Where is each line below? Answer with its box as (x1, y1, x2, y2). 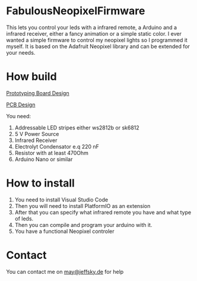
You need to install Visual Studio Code (14, 196, 109, 203)
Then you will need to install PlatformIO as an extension (14, 202, 151, 209)
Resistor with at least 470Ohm (14, 149, 89, 156)
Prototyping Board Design (6, 89, 69, 96)
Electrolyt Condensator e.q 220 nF (14, 143, 100, 150)
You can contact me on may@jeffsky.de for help (6, 268, 124, 275)
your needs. (6, 49, 36, 56)
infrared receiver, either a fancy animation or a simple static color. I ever (6, 30, 182, 37)
